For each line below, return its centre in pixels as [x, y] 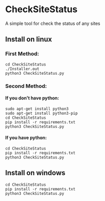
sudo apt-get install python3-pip [42, 113]
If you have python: [26, 138]
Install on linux [29, 39]
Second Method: [26, 86]
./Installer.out [22, 69]
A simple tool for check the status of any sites [53, 23]
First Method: [22, 54]
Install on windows [35, 173]
